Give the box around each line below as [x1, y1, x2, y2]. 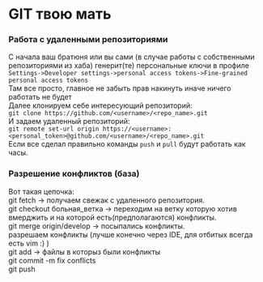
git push [8, 264, 36, 274]
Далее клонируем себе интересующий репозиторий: [8, 100, 193, 110]
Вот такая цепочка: [8, 186, 74, 196]
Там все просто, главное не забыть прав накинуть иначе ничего [8, 83, 231, 93]
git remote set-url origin [8, 125, 100, 134]
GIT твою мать [8, 5, 112, 23]
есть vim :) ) [8, 238, 50, 248]
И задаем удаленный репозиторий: [8, 117, 130, 126]
